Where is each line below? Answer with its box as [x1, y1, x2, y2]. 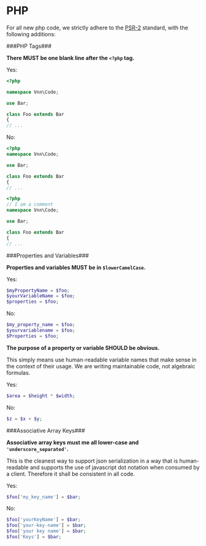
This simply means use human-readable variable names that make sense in [6, 356, 197, 363]
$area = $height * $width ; [6, 393, 75, 399]
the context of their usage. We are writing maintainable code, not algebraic [6, 362, 196, 370]
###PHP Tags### [6, 42, 52, 50]
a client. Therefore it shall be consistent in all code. [6, 470, 135, 477]
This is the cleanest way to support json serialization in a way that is [6, 457, 178, 464]
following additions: [6, 30, 56, 37]
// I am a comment [6, 202, 53, 208]
